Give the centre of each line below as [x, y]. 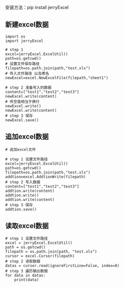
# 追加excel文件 [20, 149]
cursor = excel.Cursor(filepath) [40, 256]
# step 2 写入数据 [23, 182]
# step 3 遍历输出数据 [26, 271]
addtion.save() [21, 209]
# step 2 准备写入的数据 [28, 87]
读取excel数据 [27, 226]
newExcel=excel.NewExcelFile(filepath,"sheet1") [57, 78]
